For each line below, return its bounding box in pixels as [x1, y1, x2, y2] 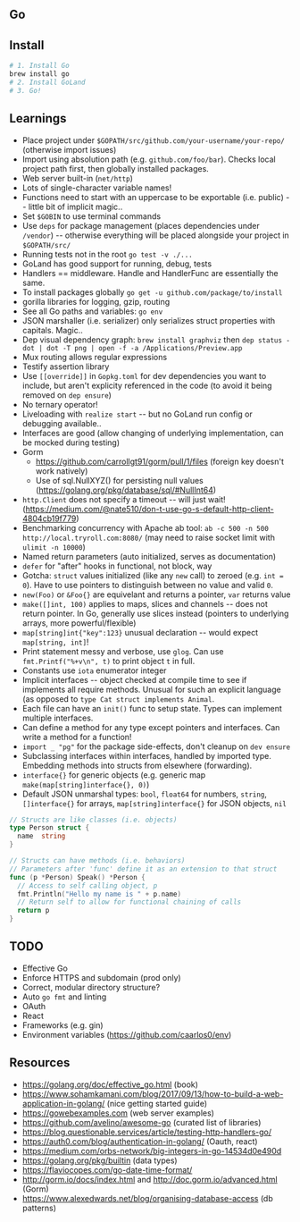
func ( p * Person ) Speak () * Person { [9, 872, 146, 881]
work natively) [35, 465, 88, 476]
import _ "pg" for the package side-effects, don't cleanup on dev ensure [21, 741, 291, 752]
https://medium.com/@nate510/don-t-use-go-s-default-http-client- [25, 503, 274, 514]
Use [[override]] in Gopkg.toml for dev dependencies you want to [21, 370, 267, 381]
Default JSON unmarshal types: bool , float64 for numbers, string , [21, 788, 268, 799]
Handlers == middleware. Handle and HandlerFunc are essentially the [21, 267, 279, 278]
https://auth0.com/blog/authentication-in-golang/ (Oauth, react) [21, 1135, 258, 1147]
